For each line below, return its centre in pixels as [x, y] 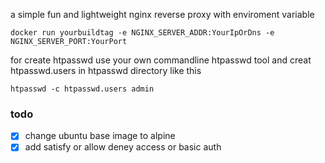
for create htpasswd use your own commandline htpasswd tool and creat [161, 60]
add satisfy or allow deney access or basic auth [123, 147]
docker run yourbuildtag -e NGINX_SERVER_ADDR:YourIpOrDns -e [142, 33]
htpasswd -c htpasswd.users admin [82, 89]
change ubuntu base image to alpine [100, 136]
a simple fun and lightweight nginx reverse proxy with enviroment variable [162, 14]
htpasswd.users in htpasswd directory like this [106, 70]
